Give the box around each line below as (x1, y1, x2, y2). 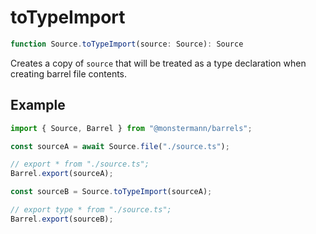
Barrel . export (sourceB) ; (10, 214, 114, 224)
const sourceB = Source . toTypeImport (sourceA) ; (10, 187, 213, 197)
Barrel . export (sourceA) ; (10, 169, 114, 179)
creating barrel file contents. (10, 67, 128, 80)
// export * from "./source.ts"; (10, 159, 150, 170)
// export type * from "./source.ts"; (10, 205, 172, 215)
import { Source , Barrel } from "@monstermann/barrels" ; (10, 123, 253, 133)
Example (10, 97, 66, 114)
